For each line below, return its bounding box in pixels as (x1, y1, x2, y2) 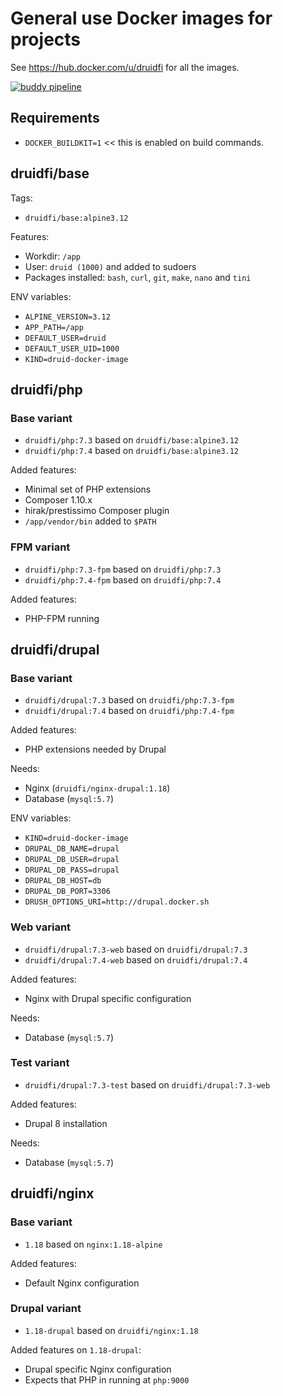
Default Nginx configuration (24, 1277, 140, 1289)
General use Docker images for (10, 7, 273, 30)
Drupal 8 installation (24, 1117, 108, 1129)
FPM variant (10, 540, 71, 554)
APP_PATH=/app (24, 322, 84, 332)
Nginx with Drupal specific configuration (24, 992, 192, 1004)
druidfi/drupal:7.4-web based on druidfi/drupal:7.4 (24, 953, 248, 966)
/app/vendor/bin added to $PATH (24, 515, 157, 527)
